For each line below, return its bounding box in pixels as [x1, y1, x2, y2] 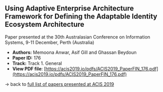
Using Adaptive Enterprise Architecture [5, 4, 134, 13]
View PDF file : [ [12, 65, 46, 71]
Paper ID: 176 [12, 54, 41, 61]
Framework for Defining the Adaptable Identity [5, 12, 157, 21]
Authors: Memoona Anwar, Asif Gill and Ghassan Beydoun [12, 49, 137, 56]
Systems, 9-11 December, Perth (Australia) [5, 39, 95, 45]
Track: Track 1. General [12, 60, 62, 66]
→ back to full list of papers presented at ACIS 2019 [5, 81, 114, 87]
